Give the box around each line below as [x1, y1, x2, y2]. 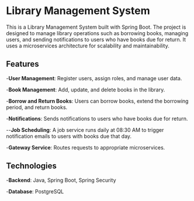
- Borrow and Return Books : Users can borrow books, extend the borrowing [6, 97, 189, 104]
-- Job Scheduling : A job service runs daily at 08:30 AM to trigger [6, 126, 164, 133]
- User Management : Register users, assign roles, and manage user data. [6, 74, 182, 81]
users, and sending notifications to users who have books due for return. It [6, 36, 186, 43]
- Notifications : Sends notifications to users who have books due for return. [6, 115, 188, 122]
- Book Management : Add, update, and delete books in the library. [6, 86, 165, 93]
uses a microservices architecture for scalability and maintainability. [6, 42, 169, 49]
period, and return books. [6, 104, 68, 111]
